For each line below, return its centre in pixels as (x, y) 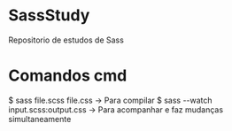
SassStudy (49, 15)
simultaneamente (40, 119)
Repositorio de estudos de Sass (66, 40)
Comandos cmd (68, 76)
